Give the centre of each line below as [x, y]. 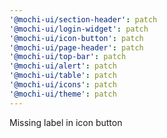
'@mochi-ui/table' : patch [63, 76]
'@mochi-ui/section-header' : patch [83, 19]
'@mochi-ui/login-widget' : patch [79, 29]
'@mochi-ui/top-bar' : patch [68, 57]
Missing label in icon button [66, 122]
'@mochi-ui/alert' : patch [63, 66]
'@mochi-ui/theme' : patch [63, 94]
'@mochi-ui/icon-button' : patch [76, 38]
